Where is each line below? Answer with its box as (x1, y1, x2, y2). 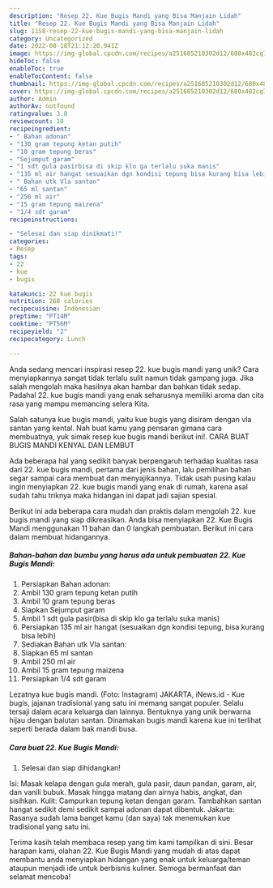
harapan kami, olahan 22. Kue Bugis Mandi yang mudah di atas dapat (9, 846, 241, 856)
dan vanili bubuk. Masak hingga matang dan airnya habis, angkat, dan (9, 788, 242, 797)
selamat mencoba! (9, 872, 71, 882)
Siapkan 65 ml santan (20, 648, 94, 658)
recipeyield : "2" (9, 327, 68, 335)
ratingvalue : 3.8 (9, 110, 68, 118)
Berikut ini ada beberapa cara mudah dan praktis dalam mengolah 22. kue (9, 506, 256, 515)
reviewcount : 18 (9, 117, 64, 126)
